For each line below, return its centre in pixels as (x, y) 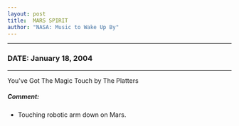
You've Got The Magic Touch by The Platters (73, 80)
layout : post (27, 14)
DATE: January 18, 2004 (50, 59)
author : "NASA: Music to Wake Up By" (63, 27)
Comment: (23, 97)
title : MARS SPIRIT (38, 21)
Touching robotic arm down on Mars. (72, 115)
